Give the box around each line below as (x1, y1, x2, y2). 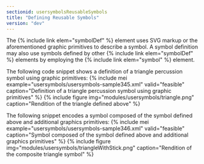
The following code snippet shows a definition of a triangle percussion (6, 68, 183, 75)
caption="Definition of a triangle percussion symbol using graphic (6, 87, 172, 95)
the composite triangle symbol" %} (6, 151, 94, 158)
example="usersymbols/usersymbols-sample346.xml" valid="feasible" (6, 125, 185, 132)
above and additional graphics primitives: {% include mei (6, 118, 149, 126)
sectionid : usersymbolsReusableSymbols (6, 9, 108, 15)
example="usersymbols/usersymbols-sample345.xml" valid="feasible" (6, 81, 185, 88)
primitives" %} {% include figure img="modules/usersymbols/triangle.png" (6, 94, 195, 101)
